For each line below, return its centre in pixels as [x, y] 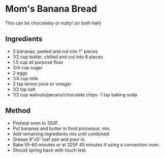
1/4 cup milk [25, 78]
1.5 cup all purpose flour [38, 62]
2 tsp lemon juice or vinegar [42, 84]
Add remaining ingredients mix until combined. [61, 134]
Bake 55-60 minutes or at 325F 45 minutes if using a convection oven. [86, 144]
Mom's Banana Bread [51, 9]
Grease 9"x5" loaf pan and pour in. [49, 139]
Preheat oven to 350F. [36, 123]
